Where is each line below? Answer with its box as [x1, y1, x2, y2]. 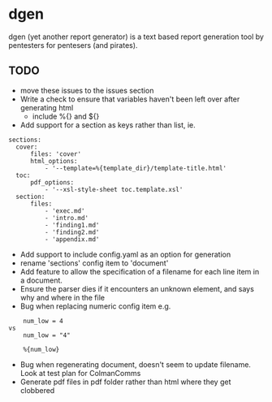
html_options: [29, 157, 79, 165]
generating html [19, 102, 74, 112]
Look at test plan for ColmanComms [19, 368, 141, 378]
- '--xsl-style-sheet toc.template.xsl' [44, 185, 183, 193]
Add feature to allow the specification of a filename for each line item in [19, 266, 260, 276]
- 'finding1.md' [44, 221, 100, 229]
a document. [19, 275, 63, 285]
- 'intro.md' [44, 214, 89, 222]
